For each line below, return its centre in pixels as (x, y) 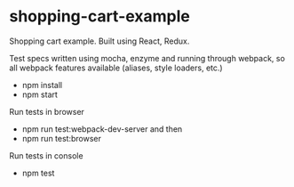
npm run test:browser (62, 138)
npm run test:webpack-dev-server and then (102, 129)
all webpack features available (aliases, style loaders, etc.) (116, 68)
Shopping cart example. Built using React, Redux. (99, 41)
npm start (40, 94)
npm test (38, 173)
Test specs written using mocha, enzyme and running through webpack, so (147, 58)
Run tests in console (46, 155)
